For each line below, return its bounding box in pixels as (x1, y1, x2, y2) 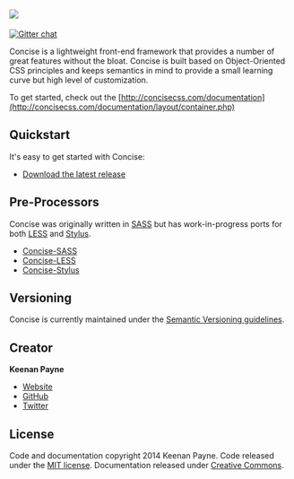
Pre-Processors (9, 195, 100, 210)
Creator (9, 340, 54, 355)
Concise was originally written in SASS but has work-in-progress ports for (9, 218, 282, 229)
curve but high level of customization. (9, 74, 149, 85)
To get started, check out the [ (9, 91, 122, 102)
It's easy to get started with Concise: (9, 151, 145, 161)
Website (22, 381, 54, 392)
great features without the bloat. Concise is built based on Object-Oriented (9, 55, 286, 66)
